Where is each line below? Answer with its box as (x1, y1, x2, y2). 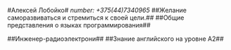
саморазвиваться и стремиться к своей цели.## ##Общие (7, 13, 185, 22)
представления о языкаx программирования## (7, 21, 151, 29)
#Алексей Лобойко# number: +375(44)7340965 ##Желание (7, 6, 187, 14)
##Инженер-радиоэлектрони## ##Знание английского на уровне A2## (7, 35, 224, 43)
